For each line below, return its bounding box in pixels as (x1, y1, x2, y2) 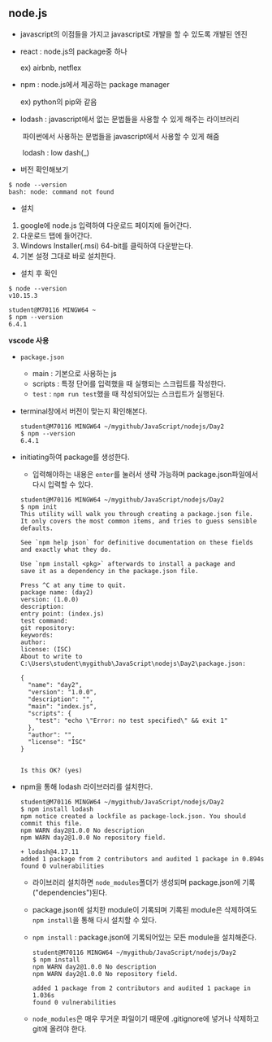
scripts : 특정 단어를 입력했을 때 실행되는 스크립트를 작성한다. (32, 379, 226, 388)
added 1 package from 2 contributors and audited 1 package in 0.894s (19, 855, 265, 863)
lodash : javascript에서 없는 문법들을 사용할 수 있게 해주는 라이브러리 (19, 114, 240, 124)
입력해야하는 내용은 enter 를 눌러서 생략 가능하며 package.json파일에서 (32, 469, 258, 479)
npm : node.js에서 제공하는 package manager (19, 79, 171, 89)
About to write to (19, 652, 83, 660)
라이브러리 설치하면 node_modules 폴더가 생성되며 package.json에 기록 (32, 877, 256, 887)
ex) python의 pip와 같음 (19, 97, 97, 107)
